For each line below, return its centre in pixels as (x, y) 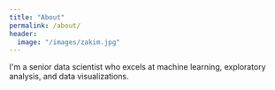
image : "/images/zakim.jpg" (69, 42)
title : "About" (37, 17)
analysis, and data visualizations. (69, 77)
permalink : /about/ (45, 26)
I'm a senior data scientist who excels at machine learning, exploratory (138, 67)
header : (23, 34)
